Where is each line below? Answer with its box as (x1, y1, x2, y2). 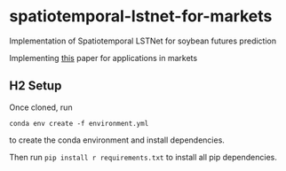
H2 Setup (9, 78, 62, 94)
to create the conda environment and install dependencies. (9, 135, 225, 145)
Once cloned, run (9, 102, 73, 113)
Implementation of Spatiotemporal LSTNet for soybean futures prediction (9, 35, 277, 46)
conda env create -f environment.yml (9, 119, 149, 128)
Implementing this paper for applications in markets (9, 52, 198, 63)
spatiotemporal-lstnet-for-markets (9, 6, 273, 27)
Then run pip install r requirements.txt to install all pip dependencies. (9, 152, 277, 162)
